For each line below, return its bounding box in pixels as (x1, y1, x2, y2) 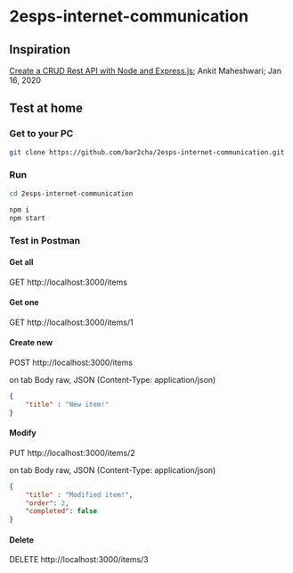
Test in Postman (9, 235, 81, 247)
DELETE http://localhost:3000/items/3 (9, 554, 149, 565)
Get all (9, 257, 34, 267)
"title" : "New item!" (25, 400, 110, 409)
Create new (9, 337, 53, 348)
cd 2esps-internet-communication (9, 189, 134, 198)
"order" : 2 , (25, 498, 69, 508)
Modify (9, 428, 37, 438)
